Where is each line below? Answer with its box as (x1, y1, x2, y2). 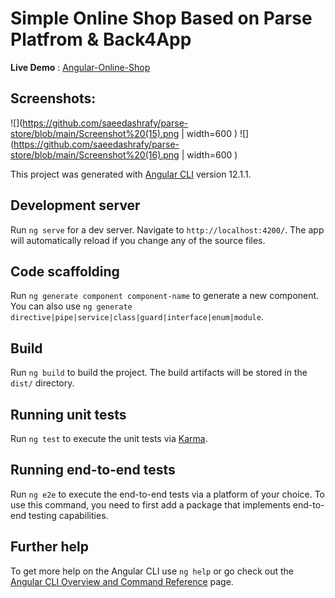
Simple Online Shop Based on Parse (10, 7, 313, 30)
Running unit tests (10, 406, 127, 423)
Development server (10, 197, 141, 214)
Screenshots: (10, 90, 97, 107)
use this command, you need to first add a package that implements (10, 498, 291, 511)
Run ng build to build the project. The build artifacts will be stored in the (10, 367, 308, 379)
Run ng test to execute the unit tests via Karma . (10, 433, 208, 444)
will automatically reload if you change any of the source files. (10, 234, 266, 246)
